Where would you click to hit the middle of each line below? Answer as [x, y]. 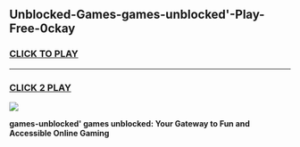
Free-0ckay [42, 29]
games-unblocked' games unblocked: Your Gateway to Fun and [129, 123]
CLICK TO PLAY [44, 54]
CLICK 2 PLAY [40, 87]
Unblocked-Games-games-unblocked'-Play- [137, 15]
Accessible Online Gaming [59, 133]
